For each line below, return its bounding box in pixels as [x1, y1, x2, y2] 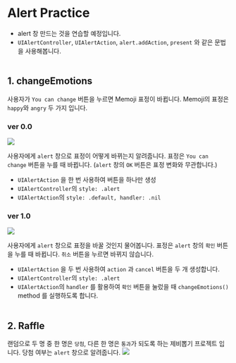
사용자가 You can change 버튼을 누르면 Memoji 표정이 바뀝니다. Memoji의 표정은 [7, 94, 229, 103]
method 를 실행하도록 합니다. [17, 291, 99, 300]
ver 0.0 [7, 121, 33, 131]
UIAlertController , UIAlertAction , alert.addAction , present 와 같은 [17, 37, 213, 47]
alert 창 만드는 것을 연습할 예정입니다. [17, 29, 121, 37]
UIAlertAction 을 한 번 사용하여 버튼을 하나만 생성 [17, 176, 156, 184]
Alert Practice [7, 5, 90, 21]
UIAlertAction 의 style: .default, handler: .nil [17, 193, 161, 202]
